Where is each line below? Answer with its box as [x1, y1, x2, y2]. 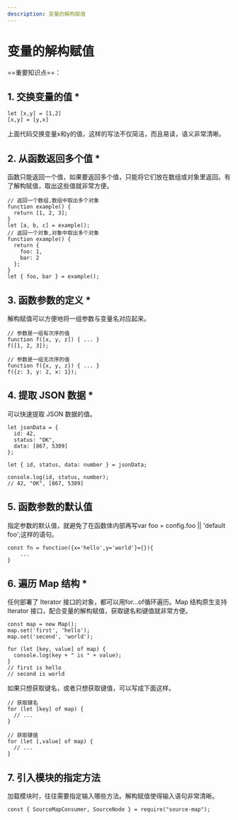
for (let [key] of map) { [7, 706, 84, 713]
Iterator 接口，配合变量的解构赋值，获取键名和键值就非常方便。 [7, 607, 192, 615]
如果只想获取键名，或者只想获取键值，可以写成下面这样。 [7, 684, 175, 693]
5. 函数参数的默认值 [7, 501, 93, 513]
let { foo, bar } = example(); [7, 273, 100, 281]
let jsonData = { [7, 424, 59, 431]
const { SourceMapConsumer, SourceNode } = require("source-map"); [7, 806, 211, 814]
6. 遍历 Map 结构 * [7, 578, 88, 590]
